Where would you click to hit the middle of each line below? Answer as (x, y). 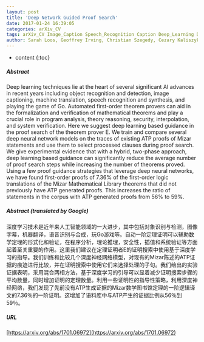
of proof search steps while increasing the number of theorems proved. (96, 164)
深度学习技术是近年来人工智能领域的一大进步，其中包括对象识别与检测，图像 (102, 226)
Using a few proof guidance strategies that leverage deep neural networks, (100, 170)
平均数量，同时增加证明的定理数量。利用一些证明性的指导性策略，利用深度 (99, 280)
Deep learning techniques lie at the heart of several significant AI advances (100, 86)
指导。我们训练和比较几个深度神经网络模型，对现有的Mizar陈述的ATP (103, 257)
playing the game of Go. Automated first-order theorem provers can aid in (99, 106)
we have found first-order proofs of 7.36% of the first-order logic (87, 177)
